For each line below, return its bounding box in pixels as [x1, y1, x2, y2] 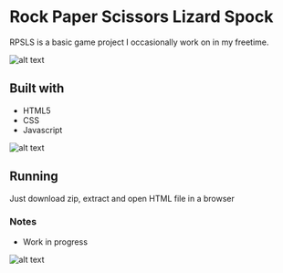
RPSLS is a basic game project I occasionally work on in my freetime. [9, 37, 269, 47]
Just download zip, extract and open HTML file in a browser [9, 193, 235, 204]
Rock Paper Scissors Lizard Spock [9, 6, 274, 27]
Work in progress [22, 236, 89, 247]
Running [9, 169, 59, 184]
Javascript [22, 124, 63, 135]
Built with [9, 80, 65, 97]
